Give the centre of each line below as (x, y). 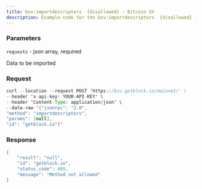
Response (21, 140)
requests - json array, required (44, 51)
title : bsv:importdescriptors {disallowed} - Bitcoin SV (80, 12)
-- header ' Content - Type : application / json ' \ (64, 102)
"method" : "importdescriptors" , (47, 113)
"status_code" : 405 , (43, 169)
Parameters (23, 38)
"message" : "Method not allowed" (59, 175)
